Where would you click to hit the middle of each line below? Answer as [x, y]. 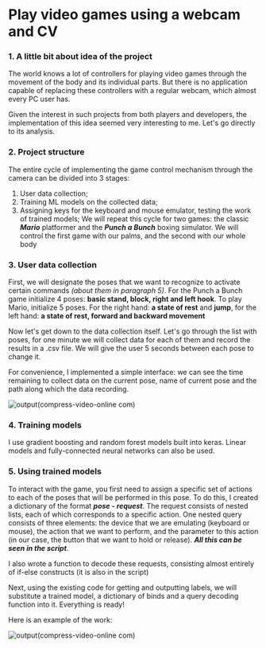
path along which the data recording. [69, 389]
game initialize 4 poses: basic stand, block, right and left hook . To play [125, 299]
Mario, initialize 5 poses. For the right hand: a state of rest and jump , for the [132, 307]
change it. [25, 357]
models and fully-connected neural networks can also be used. [112, 451]
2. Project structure [46, 152]
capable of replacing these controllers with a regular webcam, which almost [132, 91]
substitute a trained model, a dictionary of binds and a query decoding [123, 595]
